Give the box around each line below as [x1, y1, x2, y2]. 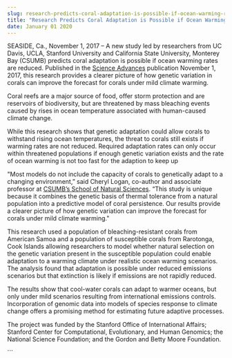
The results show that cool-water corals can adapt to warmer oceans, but [7, 285, 217, 294]
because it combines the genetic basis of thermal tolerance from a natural [7, 192, 218, 200]
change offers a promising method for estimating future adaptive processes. [7, 307, 224, 315]
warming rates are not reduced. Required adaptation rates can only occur [7, 142, 216, 151]
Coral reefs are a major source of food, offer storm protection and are [7, 92, 205, 100]
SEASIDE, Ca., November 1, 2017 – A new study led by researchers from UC [7, 42, 222, 50]
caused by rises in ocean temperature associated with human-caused [7, 106, 206, 115]
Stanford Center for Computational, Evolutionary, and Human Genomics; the [7, 328, 223, 336]
